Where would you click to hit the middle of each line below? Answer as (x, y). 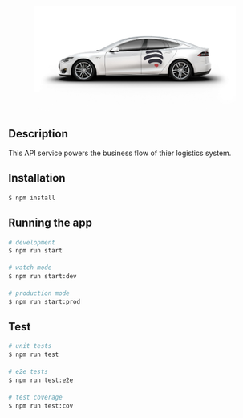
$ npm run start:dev (43, 277)
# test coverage (35, 397)
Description (38, 134)
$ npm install (32, 198)
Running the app (50, 223)
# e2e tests (28, 372)
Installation (37, 178)
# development (32, 242)
